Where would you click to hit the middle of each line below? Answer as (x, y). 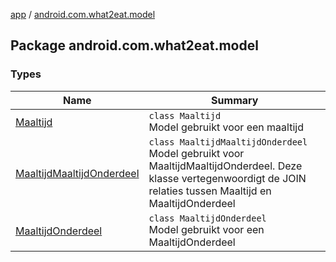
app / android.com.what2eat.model (83, 14)
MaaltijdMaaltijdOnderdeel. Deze (225, 166)
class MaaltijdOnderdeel (207, 218)
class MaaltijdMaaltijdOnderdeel (228, 142)
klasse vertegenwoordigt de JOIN (227, 178)
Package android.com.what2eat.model (134, 45)
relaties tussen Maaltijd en (210, 191)
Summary (235, 100)
